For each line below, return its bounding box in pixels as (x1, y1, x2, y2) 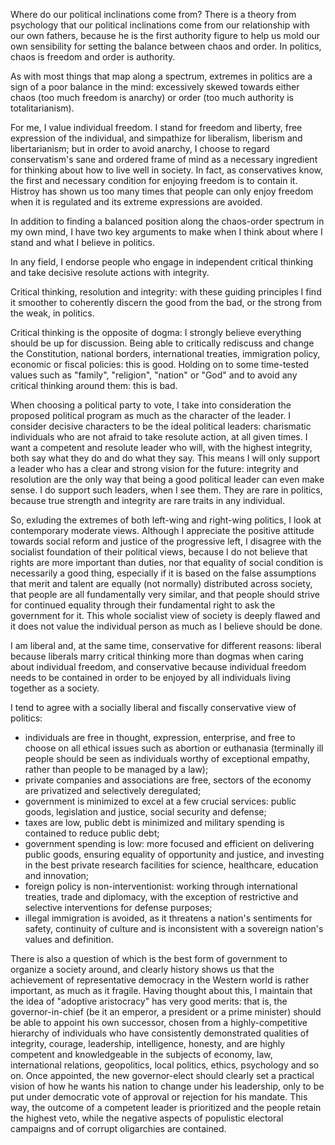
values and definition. (24, 934, 114, 945)
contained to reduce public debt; (24, 827, 160, 839)
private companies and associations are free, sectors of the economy (24, 774, 312, 786)
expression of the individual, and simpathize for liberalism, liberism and (10, 132, 303, 144)
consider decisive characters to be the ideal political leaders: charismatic (10, 420, 312, 432)
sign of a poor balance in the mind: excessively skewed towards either (10, 81, 300, 93)
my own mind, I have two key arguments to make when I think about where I (10, 226, 323, 238)
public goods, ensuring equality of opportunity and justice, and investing (24, 849, 325, 860)
